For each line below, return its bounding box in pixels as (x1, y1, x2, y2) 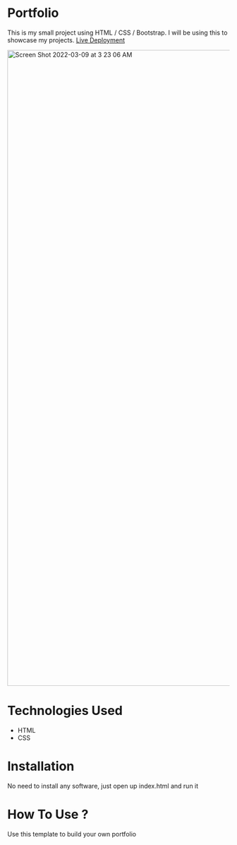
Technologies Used (7, 703, 123, 719)
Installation (7, 758, 75, 774)
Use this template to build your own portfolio (7, 829, 136, 838)
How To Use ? (7, 807, 89, 822)
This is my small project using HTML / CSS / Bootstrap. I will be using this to (7, 28, 228, 37)
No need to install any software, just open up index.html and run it (7, 781, 199, 790)
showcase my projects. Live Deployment (7, 35, 126, 44)
